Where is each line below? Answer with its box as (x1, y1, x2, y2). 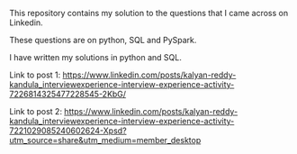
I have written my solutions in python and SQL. (9, 52, 182, 62)
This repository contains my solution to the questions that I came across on (9, 8, 289, 18)
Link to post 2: (9, 106, 63, 116)
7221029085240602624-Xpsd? (9, 125, 128, 136)
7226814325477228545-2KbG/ (9, 89, 127, 99)
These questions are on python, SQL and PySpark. (9, 35, 197, 45)
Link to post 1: (9, 69, 61, 80)
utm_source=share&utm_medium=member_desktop (9, 135, 202, 145)
